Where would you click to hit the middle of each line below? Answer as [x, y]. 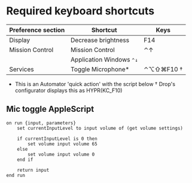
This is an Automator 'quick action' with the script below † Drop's [95, 84]
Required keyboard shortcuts [80, 11]
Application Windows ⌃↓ [104, 59]
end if [25, 160]
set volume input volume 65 [63, 144]
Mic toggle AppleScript [50, 109]
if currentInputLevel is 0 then [57, 139]
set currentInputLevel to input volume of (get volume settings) [100, 128]
